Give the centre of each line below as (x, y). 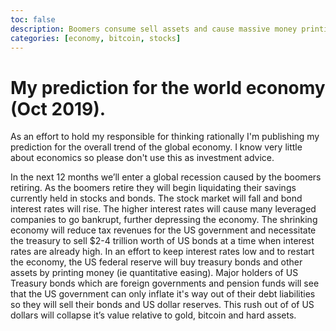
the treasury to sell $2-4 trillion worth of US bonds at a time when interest (162, 241)
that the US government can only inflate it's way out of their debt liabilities (163, 294)
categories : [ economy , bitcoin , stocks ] (96, 38)
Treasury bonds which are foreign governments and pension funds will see (165, 283)
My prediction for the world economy (168, 87)
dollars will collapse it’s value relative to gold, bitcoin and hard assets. (153, 315)
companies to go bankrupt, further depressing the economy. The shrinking (164, 220)
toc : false (33, 19)
